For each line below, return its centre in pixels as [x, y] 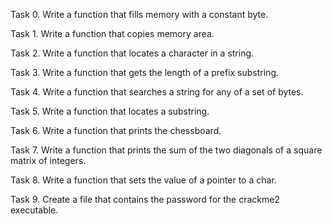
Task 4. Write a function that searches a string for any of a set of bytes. [157, 92]
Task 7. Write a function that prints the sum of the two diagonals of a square [166, 150]
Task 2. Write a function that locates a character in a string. [132, 53]
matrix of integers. [48, 160]
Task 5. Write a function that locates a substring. [110, 111]
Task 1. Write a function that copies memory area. [112, 33]
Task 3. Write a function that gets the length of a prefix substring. [145, 72]
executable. [34, 210]
